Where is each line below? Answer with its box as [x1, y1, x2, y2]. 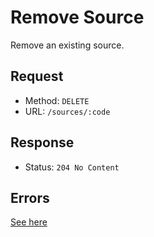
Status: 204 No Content [24, 161, 120, 173]
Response [10, 134, 75, 151]
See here [10, 216, 48, 228]
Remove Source [10, 6, 145, 29]
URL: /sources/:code [24, 105, 111, 117]
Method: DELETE [24, 94, 90, 106]
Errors [10, 189, 50, 206]
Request [10, 68, 64, 85]
